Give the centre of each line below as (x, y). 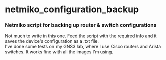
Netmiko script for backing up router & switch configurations (81, 25)
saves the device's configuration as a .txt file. (52, 41)
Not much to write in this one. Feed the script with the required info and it (81, 36)
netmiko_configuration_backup (72, 9)
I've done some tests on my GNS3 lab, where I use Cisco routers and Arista (83, 47)
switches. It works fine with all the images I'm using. (59, 52)
